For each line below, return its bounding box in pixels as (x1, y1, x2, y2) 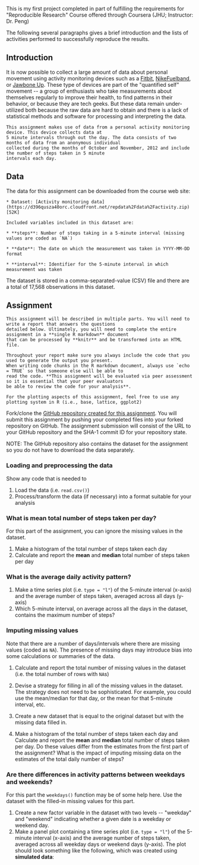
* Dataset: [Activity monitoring (6, 199, 89, 205)
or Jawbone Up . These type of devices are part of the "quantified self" (6, 81, 179, 88)
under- (165, 100, 182, 107)
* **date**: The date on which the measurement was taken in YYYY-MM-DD (6, 246, 190, 251)
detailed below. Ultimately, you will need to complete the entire (6, 326, 177, 332)
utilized (6, 106, 24, 114)
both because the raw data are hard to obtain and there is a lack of (25, 106, 189, 114)
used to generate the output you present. (6, 358, 113, 364)
